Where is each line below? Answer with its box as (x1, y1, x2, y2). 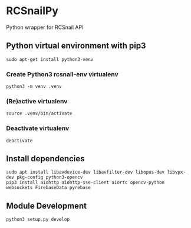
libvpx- (167, 170, 186, 175)
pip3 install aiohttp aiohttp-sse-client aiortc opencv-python (6, 180, 165, 185)
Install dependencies (6, 154, 85, 164)
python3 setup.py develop (6, 217, 70, 223)
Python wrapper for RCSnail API (6, 24, 84, 31)
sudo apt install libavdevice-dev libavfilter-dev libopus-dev (6, 170, 165, 175)
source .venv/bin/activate (6, 110, 73, 116)
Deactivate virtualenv (6, 124, 70, 132)
